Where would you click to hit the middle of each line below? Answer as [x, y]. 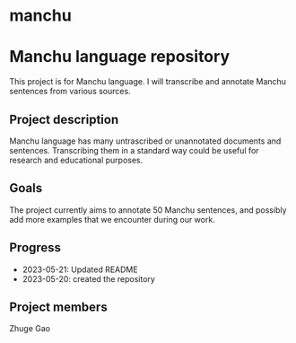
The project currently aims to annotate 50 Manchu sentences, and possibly [148, 210]
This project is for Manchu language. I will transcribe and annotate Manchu [148, 82]
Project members [58, 307]
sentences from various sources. [70, 92]
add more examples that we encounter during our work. [112, 219]
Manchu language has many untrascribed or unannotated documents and [145, 141]
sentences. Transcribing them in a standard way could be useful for [134, 150]
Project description [64, 119]
